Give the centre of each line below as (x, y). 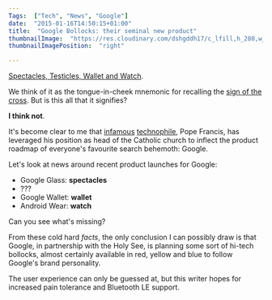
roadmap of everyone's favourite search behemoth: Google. (108, 149)
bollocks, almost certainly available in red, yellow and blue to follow (121, 255)
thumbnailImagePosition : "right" (67, 46)
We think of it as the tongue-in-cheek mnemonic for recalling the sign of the (135, 92)
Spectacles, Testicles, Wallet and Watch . (76, 76)
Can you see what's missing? (57, 222)
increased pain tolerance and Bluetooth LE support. (94, 287)
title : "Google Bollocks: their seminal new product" (103, 31)
